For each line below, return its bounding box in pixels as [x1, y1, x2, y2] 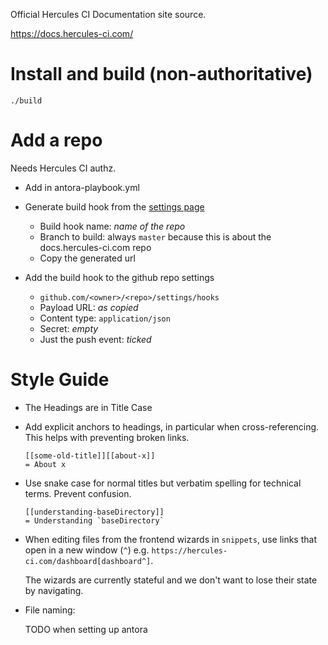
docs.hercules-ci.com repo [39, 241, 152, 253]
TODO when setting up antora [24, 623, 148, 635]
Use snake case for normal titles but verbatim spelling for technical [24, 477, 302, 489]
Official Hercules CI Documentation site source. [10, 9, 207, 20]
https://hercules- [151, 545, 228, 556]
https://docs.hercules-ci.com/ [10, 28, 134, 39]
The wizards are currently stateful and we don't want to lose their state [24, 574, 318, 586]
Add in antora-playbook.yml [24, 181, 140, 193]
